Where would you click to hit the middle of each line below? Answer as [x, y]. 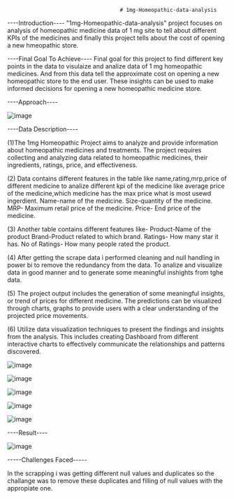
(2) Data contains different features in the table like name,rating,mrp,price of [117, 179]
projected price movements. [48, 316]
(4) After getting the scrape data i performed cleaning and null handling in [114, 258]
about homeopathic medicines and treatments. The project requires [104, 150]
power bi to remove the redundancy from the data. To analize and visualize [115, 265]
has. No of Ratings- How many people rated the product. [89, 244]
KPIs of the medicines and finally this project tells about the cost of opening [116, 38]
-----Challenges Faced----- [47, 460]
